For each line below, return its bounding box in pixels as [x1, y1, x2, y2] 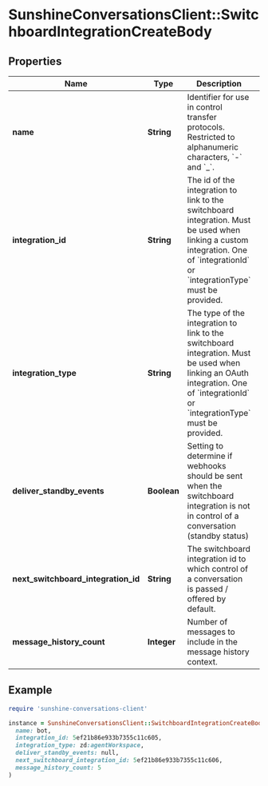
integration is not [187, 501, 250, 511]
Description [196, 78, 242, 89]
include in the [187, 636, 238, 647]
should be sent [187, 470, 243, 481]
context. [187, 656, 218, 667]
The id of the [187, 174, 235, 186]
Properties [8, 54, 62, 68]
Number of [187, 616, 228, 627]
